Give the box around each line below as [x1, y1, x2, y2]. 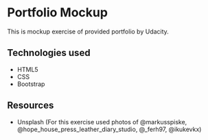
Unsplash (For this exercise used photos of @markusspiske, [16, 117, 187, 126]
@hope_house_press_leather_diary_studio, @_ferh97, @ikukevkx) [16, 125, 202, 133]
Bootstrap [16, 80, 45, 88]
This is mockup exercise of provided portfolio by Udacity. [7, 27, 170, 36]
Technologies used [7, 47, 91, 59]
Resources [7, 100, 54, 111]
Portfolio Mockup [7, 5, 108, 20]
